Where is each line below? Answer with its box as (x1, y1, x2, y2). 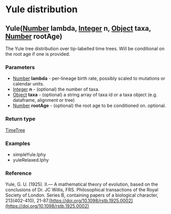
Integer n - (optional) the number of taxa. (12, 86, 100, 93)
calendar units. (12, 81, 45, 87)
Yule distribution (5, 4, 78, 15)
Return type (5, 115, 36, 122)
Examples (5, 140, 31, 147)
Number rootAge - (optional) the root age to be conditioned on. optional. (12, 102, 166, 109)
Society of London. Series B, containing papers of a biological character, (5, 192, 159, 198)
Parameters (5, 63, 35, 71)
